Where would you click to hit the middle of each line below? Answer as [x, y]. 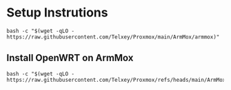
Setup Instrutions [57, 13]
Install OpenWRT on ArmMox [70, 58]
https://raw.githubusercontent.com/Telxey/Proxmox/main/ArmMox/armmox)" [113, 37]
